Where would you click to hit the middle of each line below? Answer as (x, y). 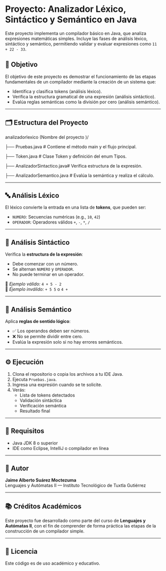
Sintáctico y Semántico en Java (71, 20)
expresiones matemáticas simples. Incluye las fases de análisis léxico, (76, 39)
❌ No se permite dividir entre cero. (47, 336)
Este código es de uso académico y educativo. (53, 563)
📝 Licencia (21, 551)
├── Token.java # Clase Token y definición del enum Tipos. (66, 156)
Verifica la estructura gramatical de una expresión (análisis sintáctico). (84, 96)
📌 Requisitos (25, 431)
